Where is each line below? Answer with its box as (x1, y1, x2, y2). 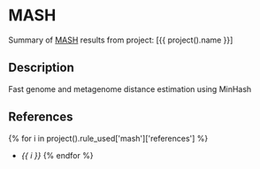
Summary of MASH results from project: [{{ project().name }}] (8, 35, 233, 45)
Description (8, 60, 74, 75)
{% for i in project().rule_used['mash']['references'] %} (8, 133, 209, 143)
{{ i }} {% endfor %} (20, 150, 94, 160)
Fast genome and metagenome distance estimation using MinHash (8, 83, 252, 94)
